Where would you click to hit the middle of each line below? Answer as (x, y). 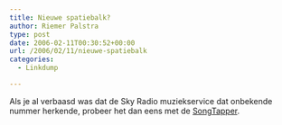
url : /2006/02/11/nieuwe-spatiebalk (78, 51)
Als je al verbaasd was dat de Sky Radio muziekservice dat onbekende (141, 101)
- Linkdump (38, 68)
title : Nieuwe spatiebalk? (60, 18)
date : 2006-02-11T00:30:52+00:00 (72, 43)
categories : (32, 59)
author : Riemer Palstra (54, 26)
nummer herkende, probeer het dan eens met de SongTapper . (125, 111)
